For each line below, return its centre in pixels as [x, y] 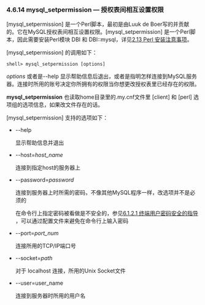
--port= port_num [37, 233]
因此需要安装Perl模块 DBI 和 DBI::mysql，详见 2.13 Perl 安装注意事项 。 [105, 40]
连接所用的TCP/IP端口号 [46, 246]
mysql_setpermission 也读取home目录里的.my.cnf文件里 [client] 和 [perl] [99, 97]
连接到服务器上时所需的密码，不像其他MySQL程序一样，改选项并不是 [102, 193]
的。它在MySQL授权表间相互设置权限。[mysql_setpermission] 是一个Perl [98, 32]
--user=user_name [39, 283]
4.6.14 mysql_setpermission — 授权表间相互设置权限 [85, 9]
